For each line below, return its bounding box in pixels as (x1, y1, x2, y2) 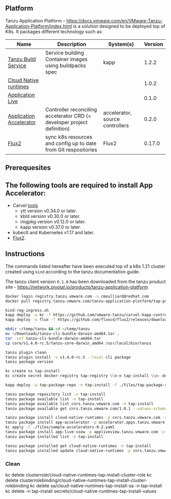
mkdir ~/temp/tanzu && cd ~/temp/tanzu (5, 327, 90, 332)
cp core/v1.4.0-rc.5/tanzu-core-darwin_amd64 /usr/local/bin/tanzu (5, 340, 152, 346)
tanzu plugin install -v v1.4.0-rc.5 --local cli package (5, 355, 131, 360)
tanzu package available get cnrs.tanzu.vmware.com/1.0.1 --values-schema (5, 406, 167, 411)
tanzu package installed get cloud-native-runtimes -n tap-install (5, 443, 152, 448)
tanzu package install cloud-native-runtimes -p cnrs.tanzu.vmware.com (5, 415, 160, 420)
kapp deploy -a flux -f (5, 317, 56, 322)
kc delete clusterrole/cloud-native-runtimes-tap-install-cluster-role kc (5, 471, 152, 478)
